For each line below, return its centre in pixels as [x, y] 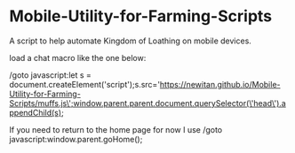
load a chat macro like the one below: [78, 57]
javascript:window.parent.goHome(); [76, 139]
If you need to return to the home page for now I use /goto [116, 129]
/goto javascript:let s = [50, 75]
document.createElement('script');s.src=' [85, 84]
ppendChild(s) [36, 112]
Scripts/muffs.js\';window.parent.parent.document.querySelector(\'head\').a [147, 103]
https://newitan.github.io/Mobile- [220, 84]
